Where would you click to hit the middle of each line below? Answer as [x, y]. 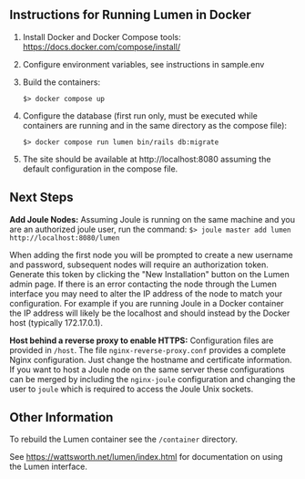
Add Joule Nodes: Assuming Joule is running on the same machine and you [152, 219]
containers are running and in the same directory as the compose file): [155, 125]
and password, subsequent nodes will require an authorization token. [139, 265]
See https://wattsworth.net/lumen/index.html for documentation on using [147, 457]
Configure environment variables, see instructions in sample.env [143, 64]
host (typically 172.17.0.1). [56, 322]
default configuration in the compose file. [100, 169]
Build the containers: [61, 82]
